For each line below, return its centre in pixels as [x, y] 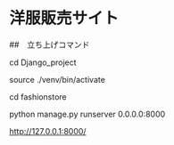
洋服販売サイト [64, 18]
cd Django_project [43, 62]
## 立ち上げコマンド [50, 44]
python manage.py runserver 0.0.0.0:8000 [87, 114]
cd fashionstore [38, 97]
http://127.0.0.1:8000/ [48, 131]
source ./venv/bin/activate [57, 79]
